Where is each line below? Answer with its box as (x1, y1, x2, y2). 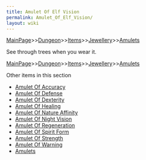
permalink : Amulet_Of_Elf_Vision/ (6, 14, 94, 21)
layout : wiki (6, 20, 39, 26)
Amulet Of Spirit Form (14, 128, 69, 136)
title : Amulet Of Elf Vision (6, 8, 80, 15)
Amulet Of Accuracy (14, 83, 66, 91)
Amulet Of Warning (14, 141, 63, 149)
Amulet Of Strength (14, 135, 63, 142)
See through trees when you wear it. (6, 48, 97, 56)
